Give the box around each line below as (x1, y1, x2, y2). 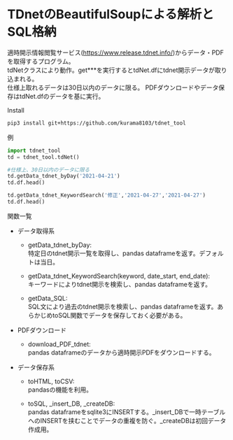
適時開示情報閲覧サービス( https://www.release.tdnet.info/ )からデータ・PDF (7, 48, 224, 57)
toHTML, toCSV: (27, 377, 75, 385)
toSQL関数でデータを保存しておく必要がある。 (52, 311, 187, 319)
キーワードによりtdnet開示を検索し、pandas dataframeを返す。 (27, 280, 212, 288)
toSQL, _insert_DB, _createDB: (27, 399, 115, 408)
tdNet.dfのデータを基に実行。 (19, 92, 105, 100)
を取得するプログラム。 (7, 57, 75, 65)
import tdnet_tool (7, 147, 61, 154)
